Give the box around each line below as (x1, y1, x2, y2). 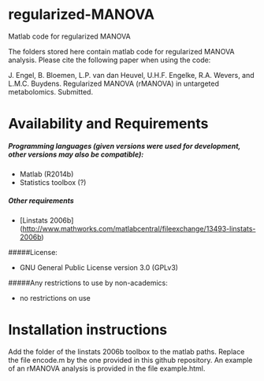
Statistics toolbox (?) (19, 178, 87, 187)
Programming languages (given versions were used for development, (8, 141, 241, 150)
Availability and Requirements (8, 115, 209, 133)
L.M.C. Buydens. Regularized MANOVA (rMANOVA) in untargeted (8, 79, 219, 88)
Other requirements (8, 195, 75, 205)
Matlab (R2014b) (19, 169, 74, 179)
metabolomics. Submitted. (8, 87, 93, 96)
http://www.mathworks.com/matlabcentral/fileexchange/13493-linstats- (22, 224, 256, 234)
